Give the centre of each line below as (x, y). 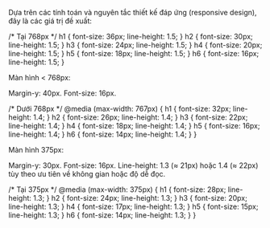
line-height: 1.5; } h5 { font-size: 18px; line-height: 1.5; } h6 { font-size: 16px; (134, 53)
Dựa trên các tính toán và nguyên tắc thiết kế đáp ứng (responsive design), (133, 12)
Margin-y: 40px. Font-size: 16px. (62, 93)
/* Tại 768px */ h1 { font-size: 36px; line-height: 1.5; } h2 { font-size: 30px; (131, 37)
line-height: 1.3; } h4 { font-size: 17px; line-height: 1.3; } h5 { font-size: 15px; (133, 206)
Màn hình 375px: (36, 150)
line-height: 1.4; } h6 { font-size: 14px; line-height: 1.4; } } (103, 134)
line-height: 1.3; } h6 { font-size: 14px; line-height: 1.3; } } (102, 215)
